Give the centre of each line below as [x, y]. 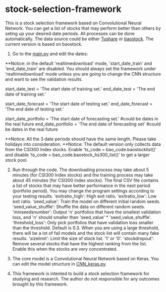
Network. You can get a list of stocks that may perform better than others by [83, 28]
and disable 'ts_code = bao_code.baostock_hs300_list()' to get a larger [78, 155]
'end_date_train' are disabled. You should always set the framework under [81, 69]
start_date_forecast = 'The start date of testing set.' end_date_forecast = [79, 103]
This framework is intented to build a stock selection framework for [81, 273]
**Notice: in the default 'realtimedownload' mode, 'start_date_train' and [79, 63]
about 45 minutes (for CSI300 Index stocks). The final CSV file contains [85, 180]
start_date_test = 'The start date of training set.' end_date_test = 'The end [80, 89]
